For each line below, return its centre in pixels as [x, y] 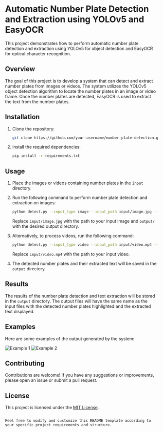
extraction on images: [34, 203]
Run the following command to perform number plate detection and [80, 198]
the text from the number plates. [37, 102]
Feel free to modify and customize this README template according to [78, 421]
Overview [20, 69]
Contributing [25, 363]
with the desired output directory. [45, 226]
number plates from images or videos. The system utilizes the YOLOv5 [76, 86]
